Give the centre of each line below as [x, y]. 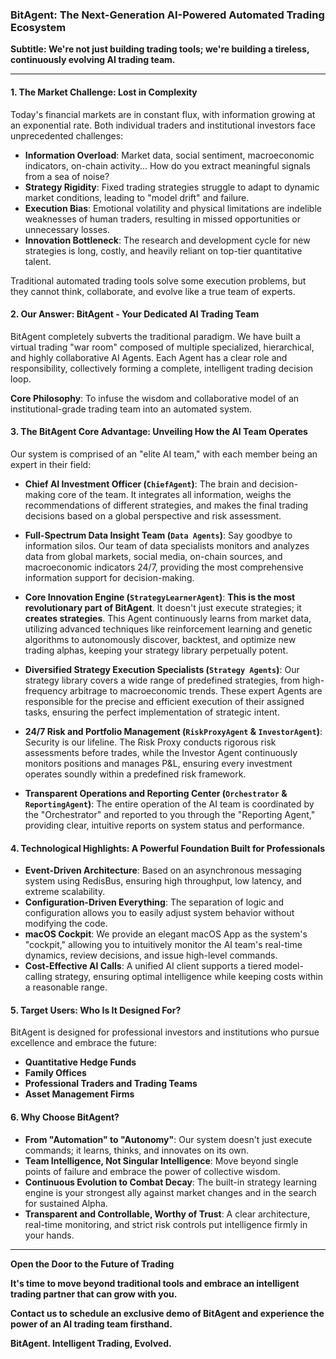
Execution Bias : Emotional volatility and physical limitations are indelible [173, 208]
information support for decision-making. [109, 577]
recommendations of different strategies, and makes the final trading [166, 505]
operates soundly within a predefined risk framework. [135, 774]
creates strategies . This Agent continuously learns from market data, [168, 618]
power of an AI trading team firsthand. [91, 1324]
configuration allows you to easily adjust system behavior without [159, 913]
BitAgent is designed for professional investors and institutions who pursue [165, 1032]
